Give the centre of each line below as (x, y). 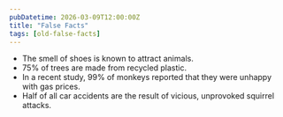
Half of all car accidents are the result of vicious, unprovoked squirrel (148, 96)
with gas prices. (51, 87)
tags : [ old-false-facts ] (55, 33)
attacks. (36, 106)
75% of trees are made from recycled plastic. (104, 68)
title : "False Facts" (49, 26)
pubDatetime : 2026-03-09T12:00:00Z (75, 17)
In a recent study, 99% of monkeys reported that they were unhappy (147, 77)
